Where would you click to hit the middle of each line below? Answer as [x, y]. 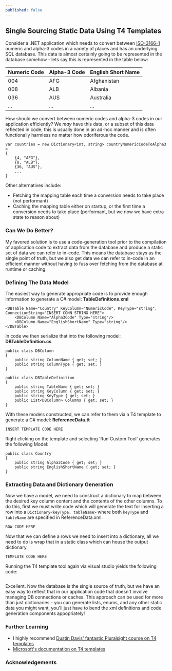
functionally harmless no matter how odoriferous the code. [68, 135]
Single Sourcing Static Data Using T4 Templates [83, 31]
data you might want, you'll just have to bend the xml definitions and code [83, 608]
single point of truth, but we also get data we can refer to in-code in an [80, 258]
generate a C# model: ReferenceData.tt [47, 420]
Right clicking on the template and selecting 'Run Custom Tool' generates [83, 439]
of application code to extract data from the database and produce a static [84, 247]
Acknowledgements [31, 662]
